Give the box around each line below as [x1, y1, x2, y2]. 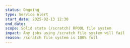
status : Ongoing [5, 7, 39, 12]
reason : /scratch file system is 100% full [5, 35, 98, 40]
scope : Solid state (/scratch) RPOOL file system [5, 26, 112, 31]
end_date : [5, 21, 26, 26]
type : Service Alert [5, 12, 49, 17]
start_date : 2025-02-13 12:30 [5, 16, 69, 21]
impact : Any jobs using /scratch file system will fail [5, 30, 125, 35]
